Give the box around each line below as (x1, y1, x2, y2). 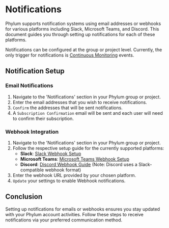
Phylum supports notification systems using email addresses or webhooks (5, 20, 161, 27)
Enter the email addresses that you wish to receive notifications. (12, 99, 148, 105)
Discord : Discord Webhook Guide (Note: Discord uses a (20, 161, 137, 167)
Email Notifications (5, 82, 53, 89)
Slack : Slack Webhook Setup (20, 150, 81, 157)
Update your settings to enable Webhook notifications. (12, 178, 126, 184)
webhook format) (45, 167, 81, 173)
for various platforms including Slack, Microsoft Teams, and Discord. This (5, 26, 159, 32)
